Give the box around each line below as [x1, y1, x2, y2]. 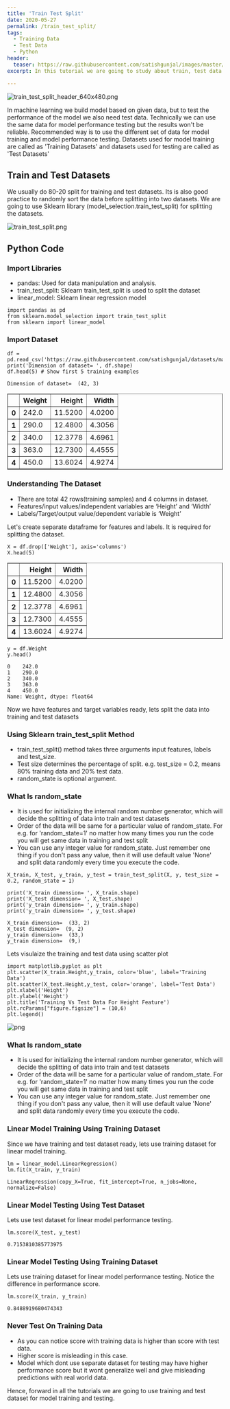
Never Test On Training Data [7, 1321, 103, 1331]
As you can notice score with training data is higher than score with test [16, 1337, 220, 1345]
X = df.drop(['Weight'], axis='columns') [7, 543, 127, 550]
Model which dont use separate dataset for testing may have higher [16, 1358, 209, 1367]
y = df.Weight [7, 645, 48, 652]
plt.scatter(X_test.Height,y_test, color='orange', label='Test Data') [7, 981, 216, 988]
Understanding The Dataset [7, 479, 101, 488]
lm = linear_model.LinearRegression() [7, 1160, 118, 1167]
